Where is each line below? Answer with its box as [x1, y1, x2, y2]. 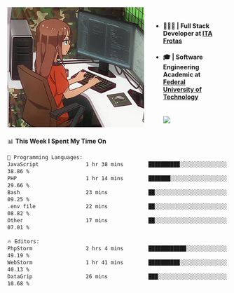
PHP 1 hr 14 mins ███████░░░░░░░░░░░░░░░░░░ [7, 175, 228, 182]
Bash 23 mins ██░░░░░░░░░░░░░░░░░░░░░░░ [7, 189, 228, 196]
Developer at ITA [163, 29, 213, 37]
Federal [163, 78, 186, 86]
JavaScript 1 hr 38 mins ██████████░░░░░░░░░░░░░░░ [7, 161, 228, 168]
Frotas [163, 36, 182, 45]
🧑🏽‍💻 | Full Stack [163, 21, 210, 30]
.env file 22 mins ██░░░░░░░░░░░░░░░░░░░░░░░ [7, 203, 228, 210]
